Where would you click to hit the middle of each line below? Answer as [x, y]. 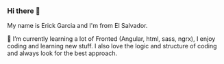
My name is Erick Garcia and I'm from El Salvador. [77, 26]
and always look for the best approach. [62, 53]
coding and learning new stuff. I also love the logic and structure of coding [112, 46]
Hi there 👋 [24, 11]
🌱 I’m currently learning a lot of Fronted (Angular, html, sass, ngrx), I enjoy [111, 39]
